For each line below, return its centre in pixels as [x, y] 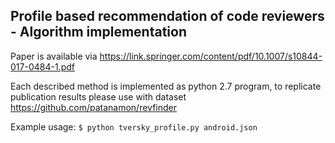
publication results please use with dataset [98, 96]
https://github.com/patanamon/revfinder [93, 107]
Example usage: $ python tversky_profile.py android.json [134, 126]
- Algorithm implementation [98, 32]
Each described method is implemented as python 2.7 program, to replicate [166, 86]
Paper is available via [54, 56]
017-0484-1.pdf [42, 66]
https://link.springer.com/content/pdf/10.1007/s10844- [211, 56]
